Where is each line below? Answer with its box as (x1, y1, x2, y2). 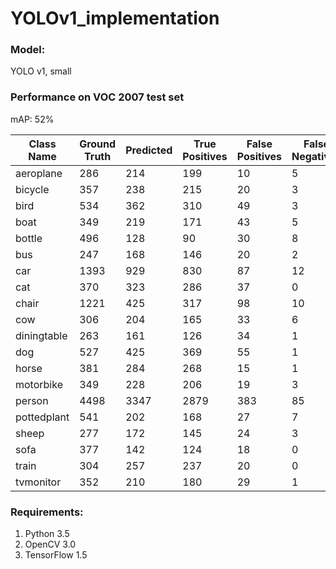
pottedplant (15, 410, 70, 424)
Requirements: (10, 505, 84, 519)
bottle (15, 231, 43, 245)
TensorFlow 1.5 (24, 549, 88, 561)
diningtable (15, 328, 68, 342)
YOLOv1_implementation (10, 7, 220, 30)
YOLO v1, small (10, 65, 72, 77)
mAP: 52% (10, 113, 55, 125)
